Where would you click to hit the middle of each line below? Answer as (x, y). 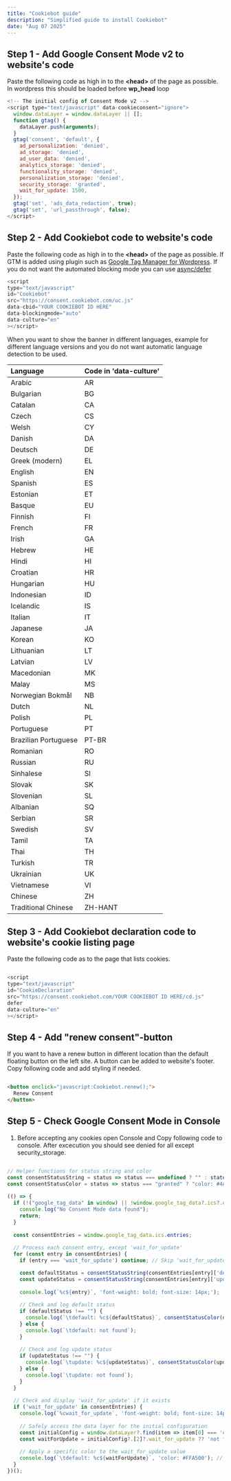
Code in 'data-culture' (122, 370)
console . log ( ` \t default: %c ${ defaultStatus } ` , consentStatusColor (122, 1318)
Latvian (22, 662)
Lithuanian (27, 650)
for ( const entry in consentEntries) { (70, 1254)
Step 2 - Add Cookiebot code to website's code (110, 238)
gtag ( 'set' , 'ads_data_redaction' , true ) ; (75, 203)
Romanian (27, 751)
